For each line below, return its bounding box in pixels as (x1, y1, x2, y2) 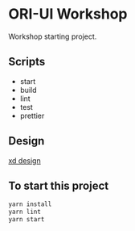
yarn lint (8, 208, 42, 216)
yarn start (8, 216, 45, 224)
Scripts (8, 55, 46, 69)
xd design (8, 155, 42, 166)
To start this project (8, 178, 109, 192)
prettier (19, 111, 45, 120)
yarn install (8, 200, 52, 208)
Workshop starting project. (8, 31, 97, 41)
